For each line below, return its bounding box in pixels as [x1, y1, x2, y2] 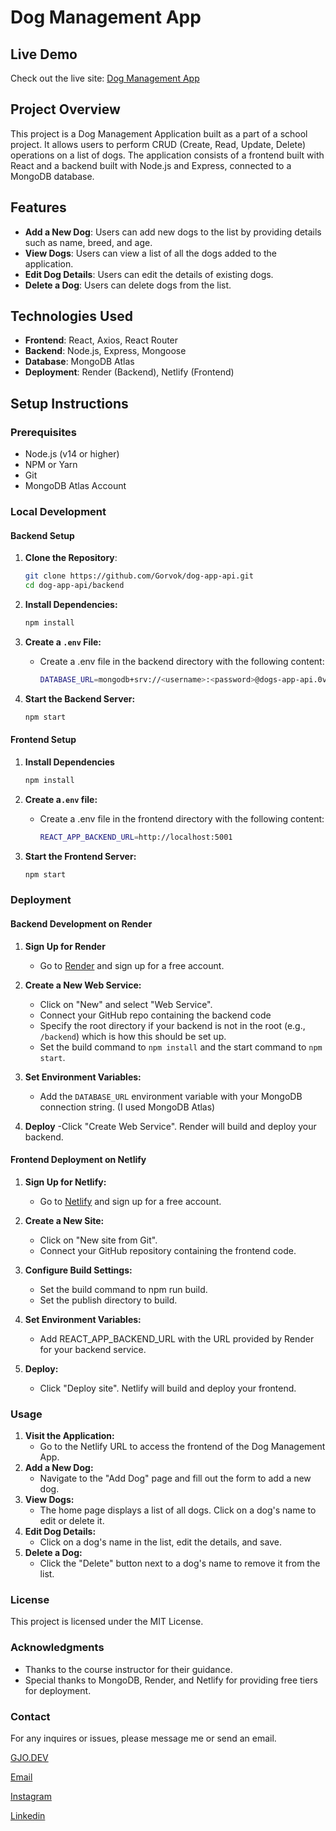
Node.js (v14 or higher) [24, 448, 120, 460]
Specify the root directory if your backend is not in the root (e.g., [39, 1019, 306, 1031]
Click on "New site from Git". [39, 1234, 158, 1246]
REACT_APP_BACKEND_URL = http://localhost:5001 [39, 832, 233, 842]
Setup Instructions [10, 395, 129, 412]
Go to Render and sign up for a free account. [39, 959, 225, 971]
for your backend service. [39, 1343, 147, 1355]
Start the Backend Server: [24, 692, 136, 705]
